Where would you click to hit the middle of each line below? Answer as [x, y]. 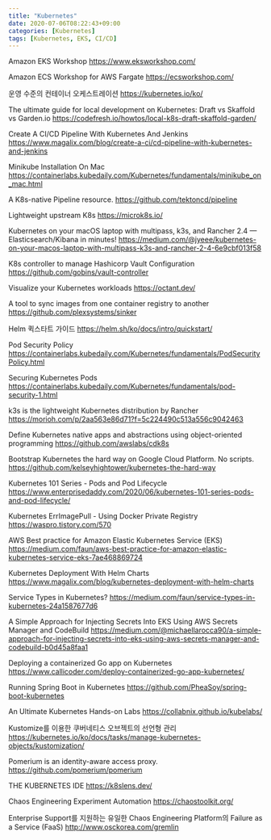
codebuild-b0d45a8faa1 [48, 648]
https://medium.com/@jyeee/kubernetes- [187, 240]
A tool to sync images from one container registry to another [109, 304]
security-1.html [33, 395]
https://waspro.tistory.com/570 [60, 525]
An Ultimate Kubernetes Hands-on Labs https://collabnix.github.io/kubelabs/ [135, 712]
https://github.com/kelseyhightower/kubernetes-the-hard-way [112, 468]
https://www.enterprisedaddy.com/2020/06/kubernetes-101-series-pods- [131, 492]
